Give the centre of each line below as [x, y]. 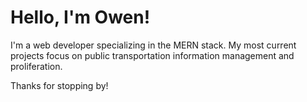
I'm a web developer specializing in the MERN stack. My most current [153, 45]
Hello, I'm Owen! [80, 17]
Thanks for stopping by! [59, 85]
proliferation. [36, 66]
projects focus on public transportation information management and [152, 55]
